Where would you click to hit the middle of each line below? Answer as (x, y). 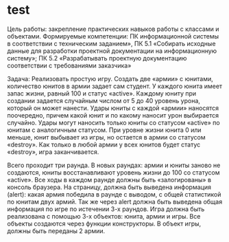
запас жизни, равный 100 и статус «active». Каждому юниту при (102, 93)
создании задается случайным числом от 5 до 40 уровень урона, (104, 100)
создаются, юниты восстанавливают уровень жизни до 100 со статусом (113, 172)
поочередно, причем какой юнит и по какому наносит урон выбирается (113, 115)
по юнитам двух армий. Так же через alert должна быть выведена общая (115, 201)
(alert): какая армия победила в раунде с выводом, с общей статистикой (114, 194)
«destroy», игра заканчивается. (53, 152)
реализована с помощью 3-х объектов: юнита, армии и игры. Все (104, 216)
